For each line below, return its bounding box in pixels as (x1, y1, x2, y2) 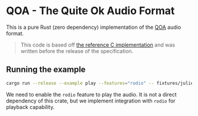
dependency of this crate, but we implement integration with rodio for (6, 97, 176, 104)
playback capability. (6, 103, 55, 110)
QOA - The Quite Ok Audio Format (6, 4, 175, 18)
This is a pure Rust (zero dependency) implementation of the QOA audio (6, 24, 181, 31)
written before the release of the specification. (20, 47, 134, 54)
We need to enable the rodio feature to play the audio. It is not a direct (6, 91, 177, 98)
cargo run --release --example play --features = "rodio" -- (6, 80, 154, 86)
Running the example (6, 65, 86, 75)
